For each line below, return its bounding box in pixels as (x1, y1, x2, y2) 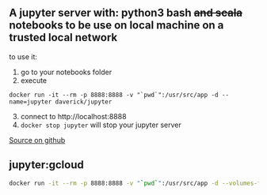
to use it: (9, 51, 38, 62)
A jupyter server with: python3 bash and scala (9, 6, 243, 20)
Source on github (9, 135, 66, 144)
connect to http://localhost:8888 (20, 111, 127, 121)
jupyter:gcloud (9, 158, 84, 172)
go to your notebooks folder (20, 67, 113, 77)
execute (20, 75, 48, 85)
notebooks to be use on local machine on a (9, 19, 224, 32)
